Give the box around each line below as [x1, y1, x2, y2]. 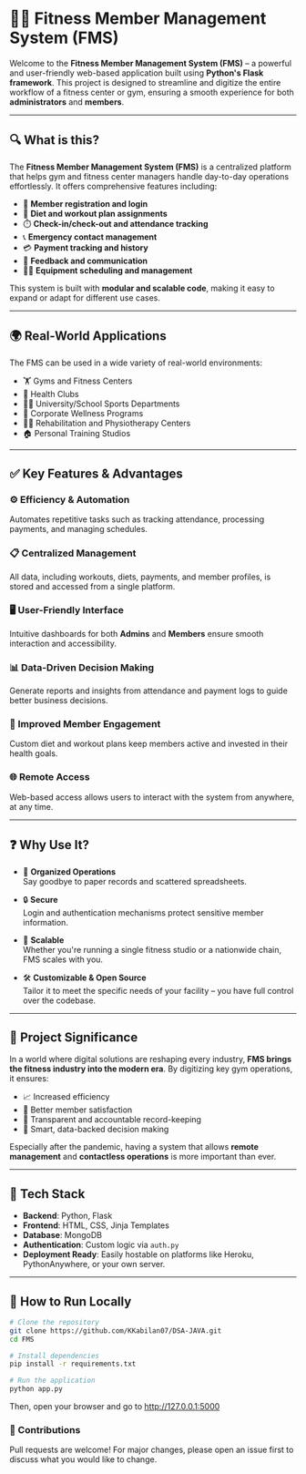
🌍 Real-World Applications [9, 328, 167, 344]
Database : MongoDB [22, 1230, 103, 1241]
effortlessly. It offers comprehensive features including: [9, 180, 218, 191]
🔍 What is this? [9, 132, 100, 148]
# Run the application [9, 1376, 96, 1386]
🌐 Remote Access [9, 771, 90, 783]
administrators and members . [9, 96, 125, 107]
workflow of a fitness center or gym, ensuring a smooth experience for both [9, 87, 294, 97]
